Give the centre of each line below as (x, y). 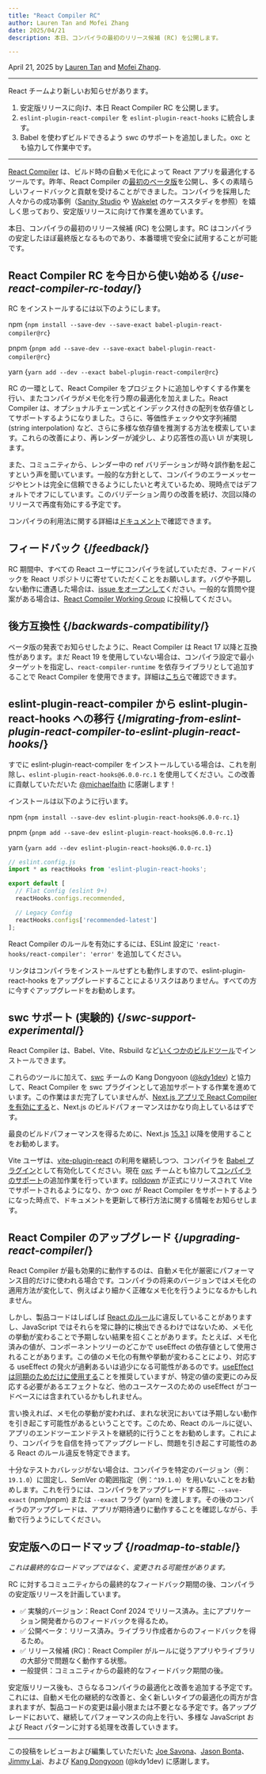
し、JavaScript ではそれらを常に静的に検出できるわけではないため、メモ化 (131, 1327)
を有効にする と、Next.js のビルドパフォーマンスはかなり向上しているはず (128, 1107)
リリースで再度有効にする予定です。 (67, 504)
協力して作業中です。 (61, 148)
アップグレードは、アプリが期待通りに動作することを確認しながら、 (140, 1510)
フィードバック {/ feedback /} (79, 548)
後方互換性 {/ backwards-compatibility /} (109, 626)
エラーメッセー (232, 475)
